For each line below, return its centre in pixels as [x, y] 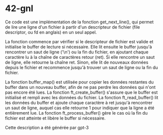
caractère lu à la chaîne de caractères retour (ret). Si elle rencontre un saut [80, 57]
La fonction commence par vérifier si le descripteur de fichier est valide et [79, 41]
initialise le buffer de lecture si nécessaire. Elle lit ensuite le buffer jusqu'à [79, 47]
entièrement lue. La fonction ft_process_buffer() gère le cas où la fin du [76, 113]
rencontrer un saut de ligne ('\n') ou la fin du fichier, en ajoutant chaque [77, 52]
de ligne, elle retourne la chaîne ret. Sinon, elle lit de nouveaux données [77, 62]
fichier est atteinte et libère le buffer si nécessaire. [55, 118]
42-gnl [19, 8]
